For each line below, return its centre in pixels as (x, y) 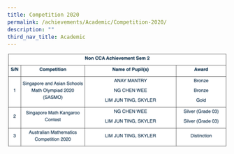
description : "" (31, 29)
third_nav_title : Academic (46, 37)
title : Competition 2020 (43, 15)
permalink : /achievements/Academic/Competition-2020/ (87, 22)
